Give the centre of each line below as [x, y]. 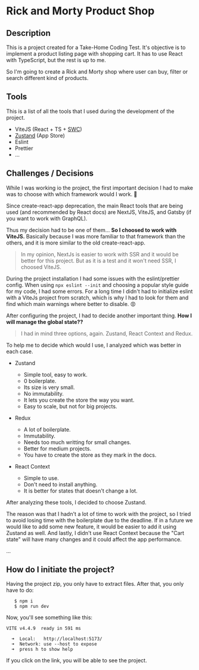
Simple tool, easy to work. [55, 374]
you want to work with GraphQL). [47, 218]
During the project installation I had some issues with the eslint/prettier [93, 279]
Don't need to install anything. [60, 484]
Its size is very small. [49, 387]
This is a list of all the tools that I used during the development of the [90, 111]
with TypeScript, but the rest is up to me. [56, 60]
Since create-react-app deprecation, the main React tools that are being [95, 206]
